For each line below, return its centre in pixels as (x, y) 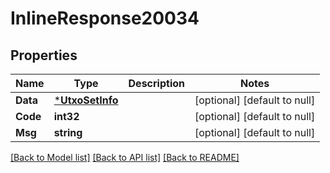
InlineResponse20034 (105, 18)
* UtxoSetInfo (86, 100)
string (68, 132)
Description (156, 83)
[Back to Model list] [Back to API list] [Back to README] (125, 157)
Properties (44, 55)
